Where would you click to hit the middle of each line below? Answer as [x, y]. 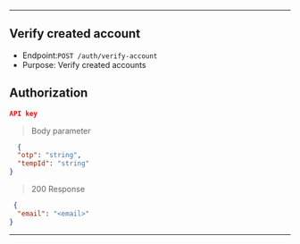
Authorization [49, 93]
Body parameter [61, 130]
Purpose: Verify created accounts [84, 64]
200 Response [58, 189]
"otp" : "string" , [50, 156]
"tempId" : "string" [54, 164]
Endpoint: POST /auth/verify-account [90, 55]
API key [24, 114]
